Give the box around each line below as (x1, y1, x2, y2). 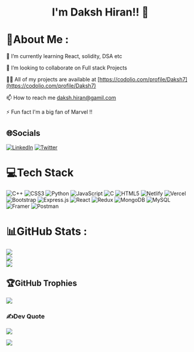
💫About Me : (6, 33, 69, 47)
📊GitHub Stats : (6, 224, 88, 238)
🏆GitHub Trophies (6, 278, 78, 289)
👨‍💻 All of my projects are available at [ (6, 76, 100, 83)
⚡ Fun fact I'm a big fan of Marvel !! (6, 108, 93, 116)
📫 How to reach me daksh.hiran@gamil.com (6, 94, 116, 101)
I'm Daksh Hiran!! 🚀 (51, 5, 149, 19)
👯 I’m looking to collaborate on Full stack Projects (6, 64, 127, 71)
